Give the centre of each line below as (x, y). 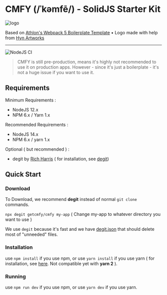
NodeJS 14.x (25, 134)
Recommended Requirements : (37, 124)
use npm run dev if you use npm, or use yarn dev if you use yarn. (71, 288)
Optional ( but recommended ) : (37, 149)
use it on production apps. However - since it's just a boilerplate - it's (88, 67)
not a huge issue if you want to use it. (56, 72)
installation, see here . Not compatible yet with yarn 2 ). (61, 263)
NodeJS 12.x (25, 109)
